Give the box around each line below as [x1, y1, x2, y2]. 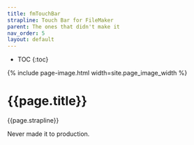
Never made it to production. [7, 130, 90, 138]
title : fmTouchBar [7, 10, 61, 17]
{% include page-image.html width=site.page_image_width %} [7, 69, 188, 77]
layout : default [7, 36, 54, 43]
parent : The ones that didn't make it [7, 23, 120, 30]
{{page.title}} [7, 93, 87, 109]
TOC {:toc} [17, 55, 49, 63]
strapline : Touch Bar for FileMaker [7, 17, 114, 24]
